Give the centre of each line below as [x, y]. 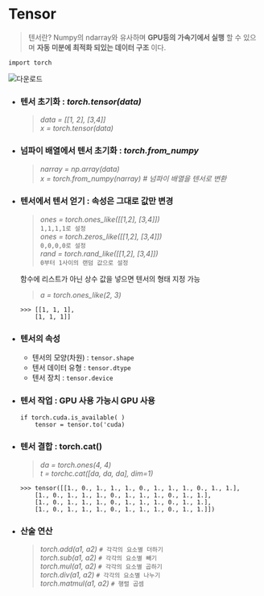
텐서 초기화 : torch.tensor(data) [81, 102]
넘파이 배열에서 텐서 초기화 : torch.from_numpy [109, 151]
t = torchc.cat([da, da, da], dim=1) [97, 473]
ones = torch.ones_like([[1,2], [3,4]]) [100, 219]
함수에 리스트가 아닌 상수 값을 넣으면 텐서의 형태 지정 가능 [110, 278]
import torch [30, 63]
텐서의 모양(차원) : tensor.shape [83, 358]
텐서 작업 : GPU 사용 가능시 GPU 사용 [87, 401]
